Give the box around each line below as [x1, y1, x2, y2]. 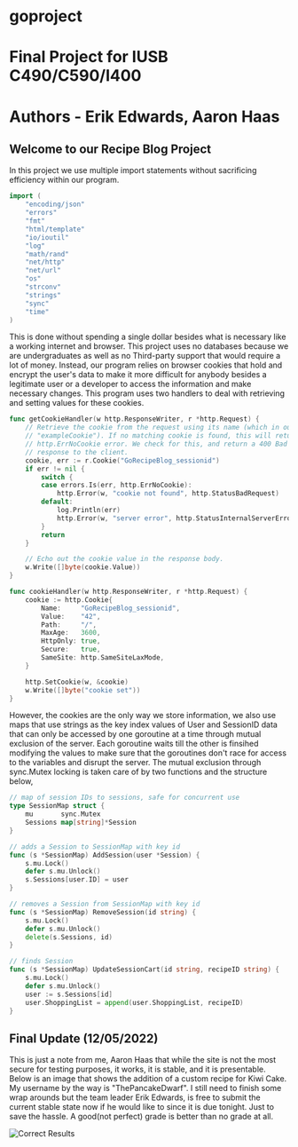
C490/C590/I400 [9, 66, 142, 86]
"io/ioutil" [25, 233, 69, 241]
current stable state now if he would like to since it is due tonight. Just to [9, 1102, 275, 1112]
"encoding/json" [25, 200, 86, 210]
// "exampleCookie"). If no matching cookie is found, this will [25, 431, 272, 440]
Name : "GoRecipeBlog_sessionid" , [41, 604, 180, 613]
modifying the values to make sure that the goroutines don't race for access [9, 748, 286, 758]
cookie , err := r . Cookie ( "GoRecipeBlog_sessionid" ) [25, 455, 220, 465]
